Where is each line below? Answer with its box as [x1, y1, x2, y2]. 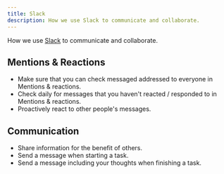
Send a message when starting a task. [17, 152, 129, 160]
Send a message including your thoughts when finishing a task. [17, 159, 202, 167]
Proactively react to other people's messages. [17, 105, 151, 113]
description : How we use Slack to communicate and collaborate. [7, 17, 200, 24]
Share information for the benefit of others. [17, 144, 143, 152]
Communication [7, 125, 80, 137]
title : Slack [7, 10, 46, 18]
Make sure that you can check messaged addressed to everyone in [17, 75, 213, 83]
